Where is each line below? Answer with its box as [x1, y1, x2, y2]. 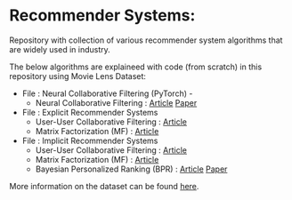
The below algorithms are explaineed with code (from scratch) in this [9, 61, 263, 72]
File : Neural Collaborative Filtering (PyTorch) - [21, 88, 193, 99]
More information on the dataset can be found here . [9, 180, 199, 191]
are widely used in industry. [9, 44, 111, 54]
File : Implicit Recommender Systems [21, 135, 158, 146]
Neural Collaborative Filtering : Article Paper [35, 97, 198, 108]
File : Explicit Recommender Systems [21, 107, 158, 117]
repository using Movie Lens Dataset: [9, 70, 147, 81]
